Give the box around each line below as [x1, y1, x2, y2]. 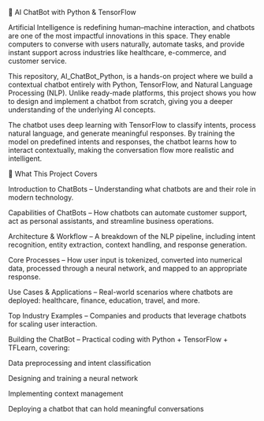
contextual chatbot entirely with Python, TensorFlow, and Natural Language [8, 80, 253, 89]
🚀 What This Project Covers [8, 170, 98, 178]
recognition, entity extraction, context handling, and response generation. [8, 240, 247, 249]
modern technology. [8, 193, 74, 202]
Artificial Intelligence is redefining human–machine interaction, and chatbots [8, 23, 255, 32]
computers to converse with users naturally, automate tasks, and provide [8, 39, 245, 49]
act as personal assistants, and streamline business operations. [8, 217, 214, 225]
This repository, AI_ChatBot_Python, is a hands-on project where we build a [8, 72, 254, 80]
